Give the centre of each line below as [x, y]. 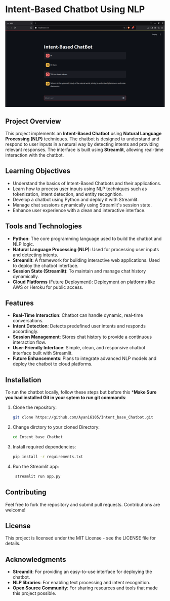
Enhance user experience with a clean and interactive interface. [79, 210]
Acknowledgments [36, 560]
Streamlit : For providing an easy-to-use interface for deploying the [82, 572]
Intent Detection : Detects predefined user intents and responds [79, 326]
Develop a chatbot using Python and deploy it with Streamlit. [76, 199]
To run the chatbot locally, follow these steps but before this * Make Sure [81, 392]
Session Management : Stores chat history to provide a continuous [82, 337]
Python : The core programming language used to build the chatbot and [87, 238]
